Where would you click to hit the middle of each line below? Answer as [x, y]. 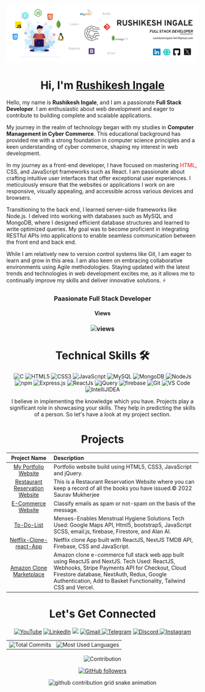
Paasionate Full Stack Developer [103, 298]
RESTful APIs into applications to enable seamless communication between [101, 236]
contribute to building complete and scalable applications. [79, 116]
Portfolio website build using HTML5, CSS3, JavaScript [123, 467]
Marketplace [29, 574]
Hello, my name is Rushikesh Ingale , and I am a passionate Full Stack [94, 102]
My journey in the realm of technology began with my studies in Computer [100, 127]
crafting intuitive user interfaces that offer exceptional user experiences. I [99, 178]
